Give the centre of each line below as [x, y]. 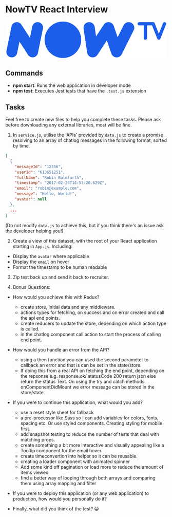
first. [25, 429]
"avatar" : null [31, 199]
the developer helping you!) [34, 231]
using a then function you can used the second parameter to [84, 359]
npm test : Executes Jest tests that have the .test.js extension [79, 91]
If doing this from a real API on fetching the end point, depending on [92, 371]
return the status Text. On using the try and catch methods [82, 381]
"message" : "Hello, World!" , [46, 194]
